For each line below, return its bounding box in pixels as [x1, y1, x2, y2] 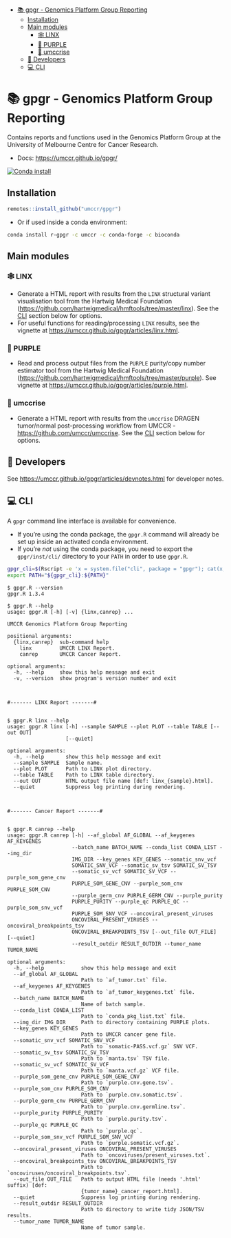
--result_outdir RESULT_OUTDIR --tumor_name [71, 941, 201, 948]
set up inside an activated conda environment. [16, 537, 148, 546]
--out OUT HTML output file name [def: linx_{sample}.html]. [13, 778, 214, 785]
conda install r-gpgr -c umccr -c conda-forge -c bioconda [7, 231, 180, 238]
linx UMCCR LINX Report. [19, 645, 115, 652]
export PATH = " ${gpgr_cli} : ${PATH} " [7, 572, 109, 579]
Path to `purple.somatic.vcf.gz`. [80, 1140, 180, 1147]
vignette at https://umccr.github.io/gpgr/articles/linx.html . [16, 326, 180, 335]
